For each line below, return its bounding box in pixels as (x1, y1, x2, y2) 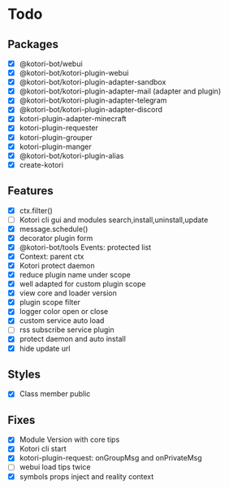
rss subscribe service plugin (19, 325, 114, 334)
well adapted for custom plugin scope (19, 279, 146, 289)
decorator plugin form (19, 233, 93, 242)
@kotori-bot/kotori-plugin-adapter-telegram (19, 95, 167, 106)
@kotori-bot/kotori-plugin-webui (19, 68, 129, 78)
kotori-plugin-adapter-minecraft (19, 114, 127, 124)
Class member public (19, 389, 91, 399)
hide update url (19, 343, 71, 353)
